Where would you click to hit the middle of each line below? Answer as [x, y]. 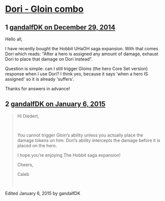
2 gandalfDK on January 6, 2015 [55, 104]
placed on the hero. [37, 145]
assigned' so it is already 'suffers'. [40, 79]
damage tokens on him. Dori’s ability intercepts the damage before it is [89, 140]
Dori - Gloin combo [44, 9]
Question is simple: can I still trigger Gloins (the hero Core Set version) [76, 68]
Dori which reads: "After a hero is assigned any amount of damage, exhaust [82, 54]
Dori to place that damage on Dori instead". [49, 59]
